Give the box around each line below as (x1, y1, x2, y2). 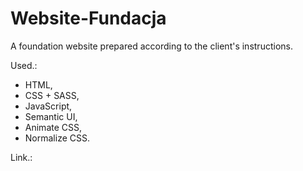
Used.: (10, 59, 38, 71)
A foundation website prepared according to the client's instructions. (10, 40, 293, 52)
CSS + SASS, (24, 89, 80, 101)
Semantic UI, (24, 110, 78, 122)
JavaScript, (24, 100, 73, 112)
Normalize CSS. (24, 132, 90, 144)
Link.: (10, 151, 33, 163)
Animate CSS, (24, 121, 83, 133)
